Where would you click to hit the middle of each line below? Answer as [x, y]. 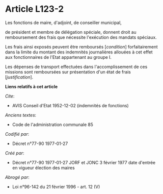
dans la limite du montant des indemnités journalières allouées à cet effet [79, 52]
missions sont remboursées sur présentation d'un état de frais [68, 72]
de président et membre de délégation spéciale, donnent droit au [71, 32]
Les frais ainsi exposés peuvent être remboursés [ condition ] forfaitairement [81, 47]
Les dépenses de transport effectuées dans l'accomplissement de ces [76, 67]
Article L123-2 [34, 9]
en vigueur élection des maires [43, 168]
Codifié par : [17, 134]
